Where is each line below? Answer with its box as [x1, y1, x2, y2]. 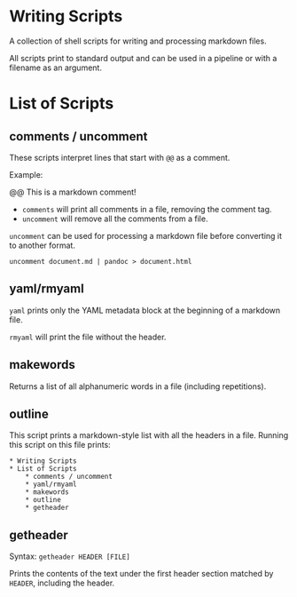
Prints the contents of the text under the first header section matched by [9, 569, 274, 579]
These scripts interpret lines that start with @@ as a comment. [9, 152, 231, 163]
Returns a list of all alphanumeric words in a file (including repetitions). [9, 380, 267, 392]
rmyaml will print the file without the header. [9, 331, 167, 342]
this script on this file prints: [9, 440, 111, 450]
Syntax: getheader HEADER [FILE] [9, 551, 130, 561]
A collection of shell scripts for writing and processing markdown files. [9, 36, 268, 46]
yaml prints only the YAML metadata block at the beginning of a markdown [9, 305, 281, 315]
